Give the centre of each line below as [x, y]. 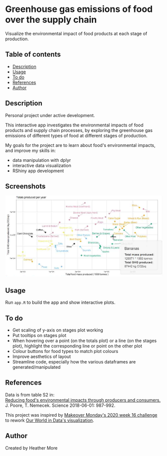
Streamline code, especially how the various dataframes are [74, 362]
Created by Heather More [31, 448]
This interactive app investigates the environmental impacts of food [74, 125]
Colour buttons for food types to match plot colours [65, 351]
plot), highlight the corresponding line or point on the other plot [77, 346]
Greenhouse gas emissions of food [79, 9]
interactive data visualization [42, 165]
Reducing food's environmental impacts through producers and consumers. [83, 400]
